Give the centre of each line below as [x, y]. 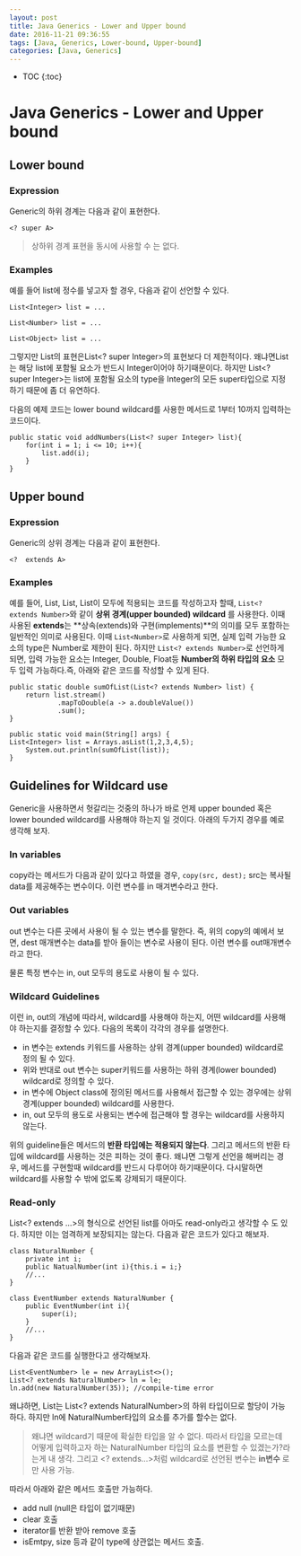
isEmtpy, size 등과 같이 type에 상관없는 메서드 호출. [113, 1542]
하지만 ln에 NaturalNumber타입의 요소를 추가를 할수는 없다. [133, 1417]
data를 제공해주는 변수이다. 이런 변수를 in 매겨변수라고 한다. [114, 886]
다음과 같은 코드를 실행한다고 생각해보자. [80, 1356]
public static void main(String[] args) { [90, 734]
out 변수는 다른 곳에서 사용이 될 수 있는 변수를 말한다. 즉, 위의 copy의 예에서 [142, 931]
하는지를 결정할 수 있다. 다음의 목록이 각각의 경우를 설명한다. [124, 1028]
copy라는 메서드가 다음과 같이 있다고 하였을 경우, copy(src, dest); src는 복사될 [150, 875]
